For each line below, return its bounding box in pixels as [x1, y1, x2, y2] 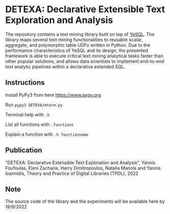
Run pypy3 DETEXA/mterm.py [5, 102, 63, 108]
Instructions [5, 78, 45, 87]
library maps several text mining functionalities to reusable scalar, [5, 37, 143, 43]
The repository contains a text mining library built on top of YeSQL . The [5, 31, 155, 37]
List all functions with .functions [5, 121, 74, 128]
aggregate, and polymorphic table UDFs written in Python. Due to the [5, 42, 151, 48]
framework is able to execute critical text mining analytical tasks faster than [5, 52, 164, 59]
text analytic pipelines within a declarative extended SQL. [5, 64, 126, 70]
